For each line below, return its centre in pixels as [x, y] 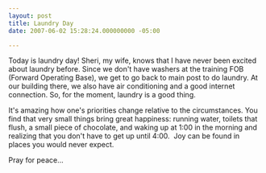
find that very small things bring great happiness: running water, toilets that [133, 119]
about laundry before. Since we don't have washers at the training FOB [126, 69]
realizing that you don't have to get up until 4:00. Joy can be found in [124, 136]
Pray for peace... [36, 160]
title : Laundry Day [41, 23]
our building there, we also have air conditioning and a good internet [122, 86]
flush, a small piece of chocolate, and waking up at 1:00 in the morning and [133, 128]
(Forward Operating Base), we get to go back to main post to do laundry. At [133, 78]
